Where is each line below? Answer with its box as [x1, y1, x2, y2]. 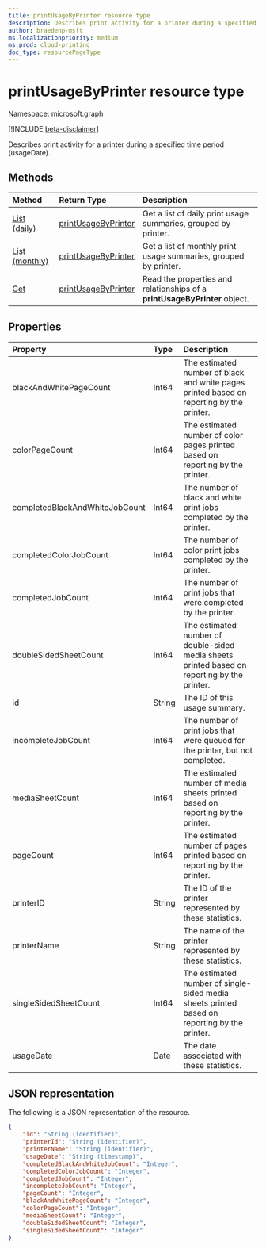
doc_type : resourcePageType [8, 48, 101, 56]
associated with [183, 1050, 242, 1061]
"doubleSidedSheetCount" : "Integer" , [22, 1219, 147, 1227]
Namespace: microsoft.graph [8, 109, 104, 118]
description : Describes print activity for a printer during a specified [8, 19, 257, 27]
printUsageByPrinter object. [142, 293, 249, 304]
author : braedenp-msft [8, 26, 83, 34]
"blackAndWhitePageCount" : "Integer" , [22, 1197, 150, 1205]
